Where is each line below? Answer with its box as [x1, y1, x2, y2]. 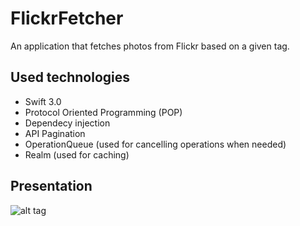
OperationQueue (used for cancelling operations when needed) [24, 138, 287, 150]
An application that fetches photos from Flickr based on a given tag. [10, 40, 290, 52]
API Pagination [24, 127, 86, 139]
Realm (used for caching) [24, 148, 130, 161]
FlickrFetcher [10, 7, 124, 30]
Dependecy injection [24, 117, 111, 129]
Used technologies [10, 69, 131, 86]
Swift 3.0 [24, 95, 62, 107]
